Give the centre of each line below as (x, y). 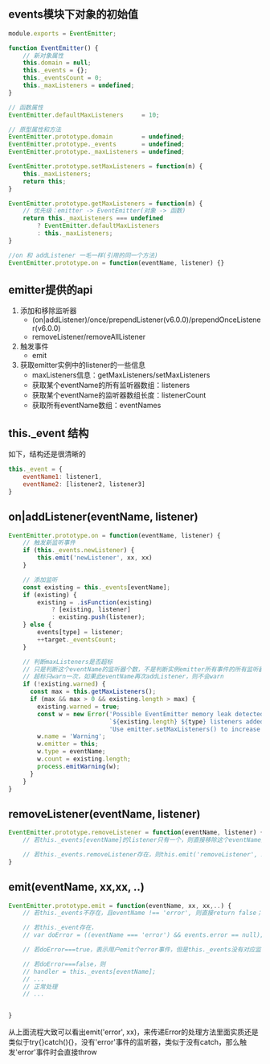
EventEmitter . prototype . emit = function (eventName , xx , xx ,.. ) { (120, 905)
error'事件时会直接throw (57, 1052)
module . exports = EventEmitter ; (62, 33)
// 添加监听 (40, 579)
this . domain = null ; (57, 63)
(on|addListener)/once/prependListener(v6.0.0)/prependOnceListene (146, 320)
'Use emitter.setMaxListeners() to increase (185, 729)
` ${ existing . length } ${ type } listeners (176, 722)
